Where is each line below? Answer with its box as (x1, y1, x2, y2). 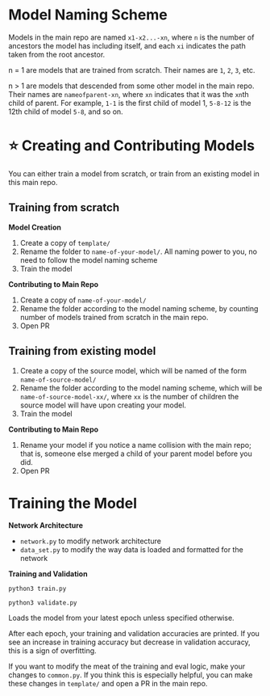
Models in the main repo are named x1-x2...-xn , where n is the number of (8, 32, 255, 42)
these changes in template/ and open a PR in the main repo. (8, 679, 208, 689)
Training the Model (8, 494, 137, 513)
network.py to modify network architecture (19, 536, 161, 546)
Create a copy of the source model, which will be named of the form (19, 365, 247, 375)
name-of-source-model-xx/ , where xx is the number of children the (19, 391, 239, 401)
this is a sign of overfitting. (8, 646, 97, 656)
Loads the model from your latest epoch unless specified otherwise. (8, 613, 235, 623)
